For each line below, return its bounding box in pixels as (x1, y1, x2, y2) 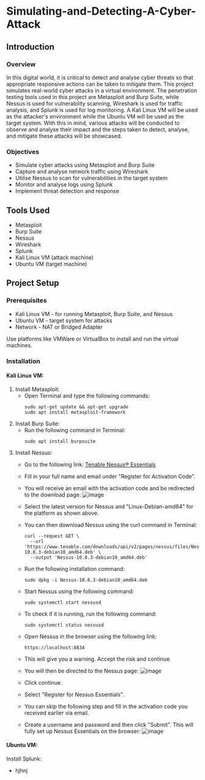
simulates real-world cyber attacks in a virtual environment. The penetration (6, 87, 197, 94)
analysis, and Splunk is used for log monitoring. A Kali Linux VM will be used (6, 106, 198, 114)
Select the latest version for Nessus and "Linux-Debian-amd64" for (24, 502, 194, 510)
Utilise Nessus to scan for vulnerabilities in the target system (15, 174, 168, 182)
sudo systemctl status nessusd (24, 622, 104, 628)
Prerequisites (6, 296, 47, 305)
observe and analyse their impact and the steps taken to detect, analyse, (6, 125, 189, 133)
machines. (6, 341, 32, 349)
